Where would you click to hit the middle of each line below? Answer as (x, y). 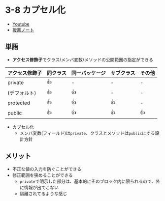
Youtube (21, 24)
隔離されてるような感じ (43, 193)
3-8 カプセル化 (35, 10)
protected (19, 103)
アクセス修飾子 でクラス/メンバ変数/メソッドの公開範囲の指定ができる (83, 59)
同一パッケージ (88, 73)
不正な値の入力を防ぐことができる (47, 169)
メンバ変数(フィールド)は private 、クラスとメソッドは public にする (87, 133)
